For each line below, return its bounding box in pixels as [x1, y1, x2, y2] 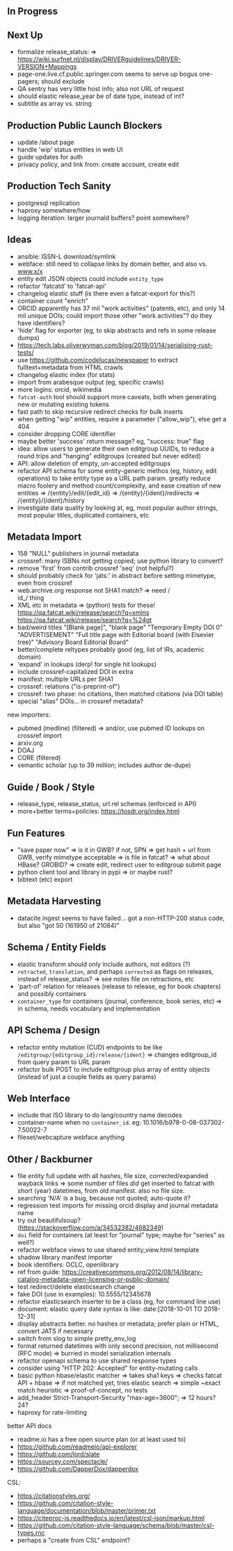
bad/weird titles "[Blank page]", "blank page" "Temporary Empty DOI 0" [17, 623, 223, 632]
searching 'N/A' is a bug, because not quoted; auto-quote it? [17, 1194, 191, 1203]
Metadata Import [7, 531, 82, 543]
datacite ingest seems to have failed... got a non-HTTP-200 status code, [17, 914, 225, 922]
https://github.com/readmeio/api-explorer [17, 1442, 138, 1451]
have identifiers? [17, 319, 65, 327]
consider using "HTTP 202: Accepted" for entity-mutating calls [17, 1364, 198, 1372]
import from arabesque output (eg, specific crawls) [17, 378, 165, 386]
